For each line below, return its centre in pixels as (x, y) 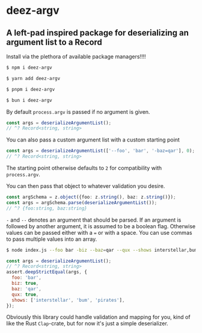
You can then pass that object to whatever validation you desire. (86, 186)
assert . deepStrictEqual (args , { (47, 272)
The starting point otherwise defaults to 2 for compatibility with (84, 168)
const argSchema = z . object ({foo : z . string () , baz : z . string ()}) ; (91, 197)
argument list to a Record (54, 42)
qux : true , (25, 294)
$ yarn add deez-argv (33, 78)
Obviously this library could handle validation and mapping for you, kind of (98, 317)
